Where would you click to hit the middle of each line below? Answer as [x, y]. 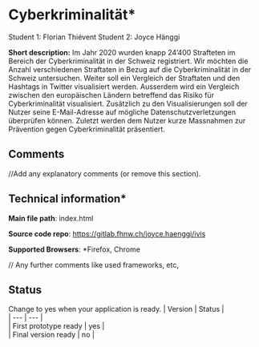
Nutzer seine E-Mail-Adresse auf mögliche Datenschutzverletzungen [122, 112]
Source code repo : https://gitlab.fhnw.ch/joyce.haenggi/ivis [107, 233]
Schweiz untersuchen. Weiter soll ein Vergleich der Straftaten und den [124, 78]
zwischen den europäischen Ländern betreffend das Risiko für [111, 95]
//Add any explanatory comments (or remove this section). [105, 173]
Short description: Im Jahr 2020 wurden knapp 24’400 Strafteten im [122, 52]
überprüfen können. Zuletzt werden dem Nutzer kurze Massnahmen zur [127, 120]
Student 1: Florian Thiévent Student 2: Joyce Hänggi [94, 37]
